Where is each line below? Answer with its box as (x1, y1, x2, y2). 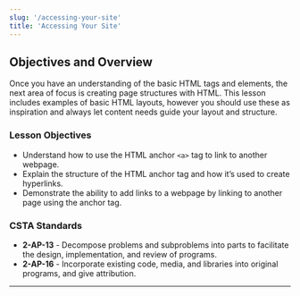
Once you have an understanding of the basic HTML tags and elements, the (9, 78, 288, 89)
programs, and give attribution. (21, 267, 137, 278)
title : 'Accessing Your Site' (9, 21, 122, 30)
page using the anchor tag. (21, 197, 122, 207)
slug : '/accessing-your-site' (9, 13, 122, 22)
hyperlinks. (21, 178, 64, 189)
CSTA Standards (9, 219, 83, 232)
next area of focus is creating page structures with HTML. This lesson (9, 88, 266, 98)
